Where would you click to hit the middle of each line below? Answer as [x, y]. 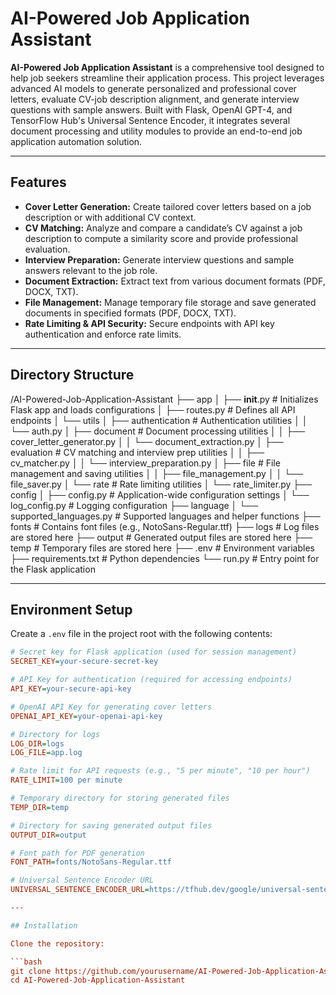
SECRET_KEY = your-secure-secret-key [84, 662]
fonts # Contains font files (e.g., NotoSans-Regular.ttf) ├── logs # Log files [165, 526]
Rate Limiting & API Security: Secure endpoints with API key [149, 323]
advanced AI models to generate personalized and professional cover [153, 88]
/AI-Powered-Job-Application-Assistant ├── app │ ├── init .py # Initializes [164, 399]
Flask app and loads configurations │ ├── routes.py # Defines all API [153, 409]
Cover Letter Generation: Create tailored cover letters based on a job [168, 206]
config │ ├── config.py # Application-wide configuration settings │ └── [160, 494]
